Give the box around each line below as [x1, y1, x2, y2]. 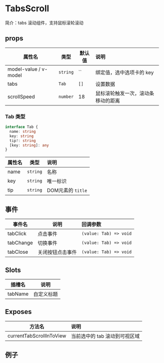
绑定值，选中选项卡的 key [95, 69, 154, 76]
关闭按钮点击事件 [37, 249, 77, 256]
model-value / [7, 66, 41, 73]
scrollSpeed [7, 93, 35, 100]
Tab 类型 [5, 113, 26, 120]
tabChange [7, 240, 33, 246]
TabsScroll [5, 3, 50, 14]
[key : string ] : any [9, 143, 49, 147]
